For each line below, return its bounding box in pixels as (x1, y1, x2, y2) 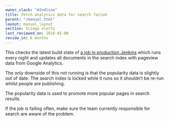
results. (5, 95, 21, 101)
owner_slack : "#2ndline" (5, 7, 58, 13)
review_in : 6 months (5, 36, 49, 41)
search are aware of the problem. (5, 110, 75, 116)
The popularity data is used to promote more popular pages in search (5, 90, 150, 96)
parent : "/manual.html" (5, 17, 55, 22)
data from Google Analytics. (5, 60, 64, 66)
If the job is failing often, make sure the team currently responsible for (5, 105, 150, 111)
